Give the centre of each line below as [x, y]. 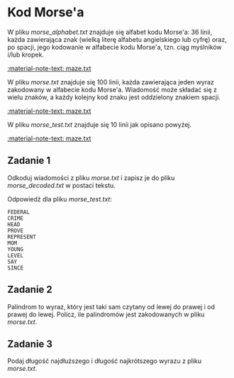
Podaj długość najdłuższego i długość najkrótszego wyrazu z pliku [105, 361]
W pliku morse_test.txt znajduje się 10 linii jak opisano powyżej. [100, 124]
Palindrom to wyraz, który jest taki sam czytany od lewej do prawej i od [111, 306]
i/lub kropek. [26, 55]
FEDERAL [19, 212]
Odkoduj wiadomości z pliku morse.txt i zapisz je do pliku [91, 177]
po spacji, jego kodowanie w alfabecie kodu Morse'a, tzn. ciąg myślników [115, 47]
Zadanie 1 [29, 161]
